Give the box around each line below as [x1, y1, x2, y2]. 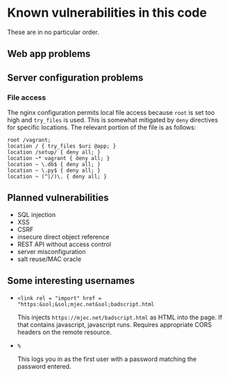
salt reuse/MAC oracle [17, 255, 82, 263]
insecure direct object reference [17, 232, 110, 241]
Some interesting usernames [7, 275, 135, 287]
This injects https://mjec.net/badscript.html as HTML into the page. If [17, 313, 223, 321]
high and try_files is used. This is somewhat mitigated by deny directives [7, 116, 219, 125]
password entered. [17, 362, 71, 370]
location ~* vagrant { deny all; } [7, 155, 110, 162]
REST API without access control [17, 240, 112, 248]
